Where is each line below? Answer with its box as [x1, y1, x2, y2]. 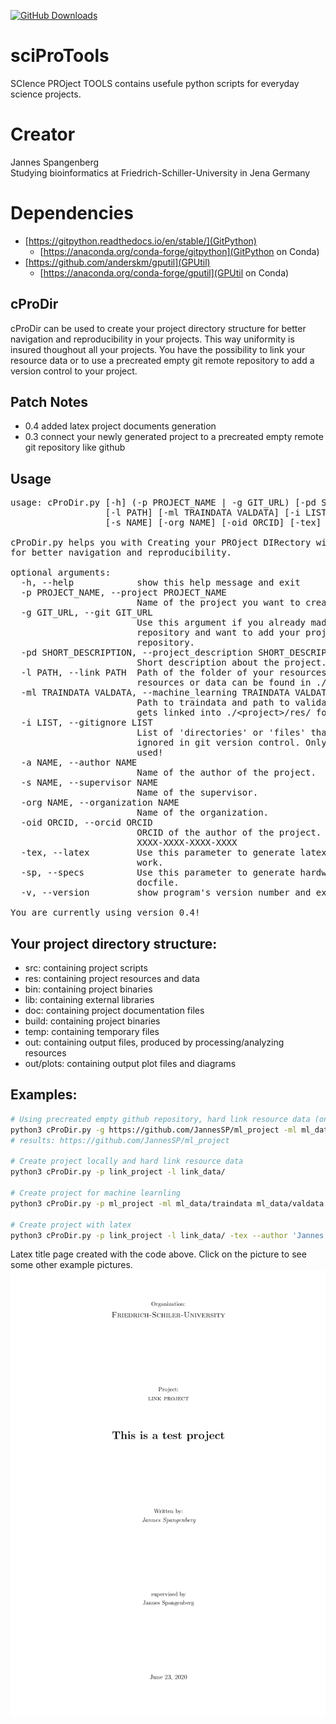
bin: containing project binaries [24, 983, 153, 995]
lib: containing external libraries [24, 994, 155, 1006]
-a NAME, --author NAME [20, 757, 138, 769]
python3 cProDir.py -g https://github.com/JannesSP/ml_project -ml [10, 1125, 298, 1135]
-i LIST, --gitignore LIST [20, 717, 153, 729]
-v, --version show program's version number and [20, 887, 312, 899]
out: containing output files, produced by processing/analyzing [24, 1036, 285, 1049]
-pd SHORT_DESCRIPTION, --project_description [20, 647, 253, 659]
